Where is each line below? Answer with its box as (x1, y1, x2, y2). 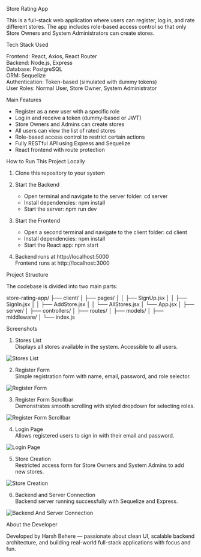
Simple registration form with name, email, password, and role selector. (14, 373, 191, 380)
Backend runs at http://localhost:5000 (14, 253, 109, 260)
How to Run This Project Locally (6, 158, 85, 164)
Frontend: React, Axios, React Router (6, 53, 97, 59)
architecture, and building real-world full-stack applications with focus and (6, 539, 191, 546)
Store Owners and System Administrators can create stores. (6, 29, 155, 37)
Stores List (14, 337, 42, 344)
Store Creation (14, 456, 51, 462)
